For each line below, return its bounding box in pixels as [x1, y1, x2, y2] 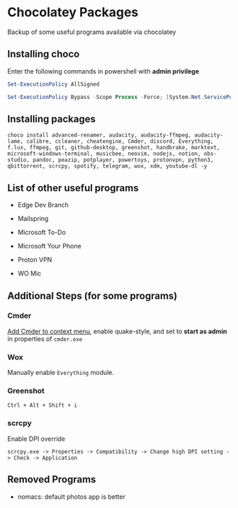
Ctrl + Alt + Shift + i [7, 402, 78, 409]
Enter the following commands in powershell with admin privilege [7, 67, 200, 75]
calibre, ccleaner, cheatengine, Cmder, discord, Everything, [25, 138, 214, 145]
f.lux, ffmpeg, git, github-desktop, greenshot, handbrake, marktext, [7, 144, 220, 151]
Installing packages [7, 112, 96, 125]
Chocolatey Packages [7, 4, 139, 21]
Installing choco [7, 48, 80, 60]
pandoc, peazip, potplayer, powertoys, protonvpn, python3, [33, 156, 214, 163]
